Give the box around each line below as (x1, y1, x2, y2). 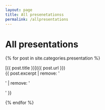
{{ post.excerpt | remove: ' (5, 70, 60, 76)
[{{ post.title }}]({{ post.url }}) (5, 65, 66, 71)
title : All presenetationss (5, 12, 64, 17)
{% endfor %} (5, 99, 34, 106)
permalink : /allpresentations (5, 17, 69, 22)
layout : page (5, 7, 33, 13)
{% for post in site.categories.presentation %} (5, 55, 100, 61)
